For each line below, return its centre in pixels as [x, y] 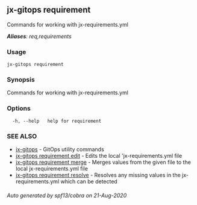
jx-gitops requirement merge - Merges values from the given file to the [103, 162]
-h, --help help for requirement [57, 121]
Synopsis [21, 80]
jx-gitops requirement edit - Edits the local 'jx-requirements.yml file [99, 156]
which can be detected [89, 181]
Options [19, 108]
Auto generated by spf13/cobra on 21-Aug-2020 [67, 195]
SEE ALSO [22, 136]
